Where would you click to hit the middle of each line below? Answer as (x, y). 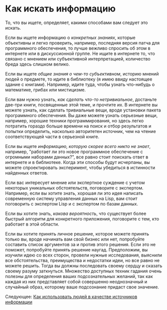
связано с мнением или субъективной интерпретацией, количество (78, 58)
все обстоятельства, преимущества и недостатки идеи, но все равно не (83, 260)
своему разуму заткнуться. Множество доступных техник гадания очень (83, 271)
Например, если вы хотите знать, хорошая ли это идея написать (74, 193)
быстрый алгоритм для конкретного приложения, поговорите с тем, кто (82, 218)
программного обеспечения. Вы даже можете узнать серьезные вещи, (82, 115)
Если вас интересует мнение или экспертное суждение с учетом (75, 182)
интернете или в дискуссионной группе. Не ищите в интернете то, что (80, 53)
